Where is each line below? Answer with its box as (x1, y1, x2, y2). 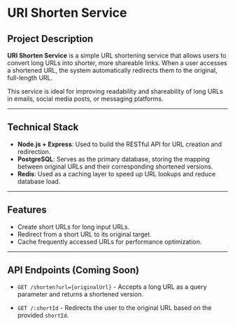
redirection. (17, 147, 51, 155)
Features (7, 204, 47, 216)
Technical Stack (7, 121, 79, 134)
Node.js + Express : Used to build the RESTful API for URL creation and (17, 140, 222, 148)
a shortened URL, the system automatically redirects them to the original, (7, 66, 218, 74)
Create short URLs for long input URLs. (17, 222, 130, 231)
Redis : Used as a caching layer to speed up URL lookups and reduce (17, 169, 216, 178)
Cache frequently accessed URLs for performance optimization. (17, 237, 202, 246)
